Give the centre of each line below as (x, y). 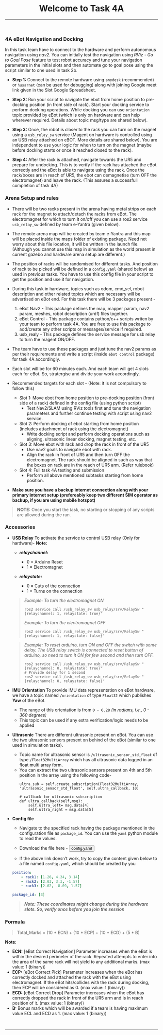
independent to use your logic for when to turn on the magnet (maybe (82, 145)
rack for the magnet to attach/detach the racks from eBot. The (74, 214)
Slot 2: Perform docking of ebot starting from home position (79, 423)
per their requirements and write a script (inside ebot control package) (83, 354)
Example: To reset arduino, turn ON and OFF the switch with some (90, 645)
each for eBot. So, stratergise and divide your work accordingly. (76, 374)
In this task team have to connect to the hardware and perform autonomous (81, 50)
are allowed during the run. (44, 515)
